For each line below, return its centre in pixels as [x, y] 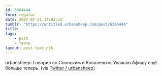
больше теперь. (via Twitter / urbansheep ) [50, 68]
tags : [11, 34]
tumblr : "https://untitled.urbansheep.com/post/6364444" [67, 24]
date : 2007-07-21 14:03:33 [34, 19]
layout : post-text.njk [29, 48]
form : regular [20, 15]
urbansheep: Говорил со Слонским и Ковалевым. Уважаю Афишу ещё [81, 62]
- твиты [22, 43]
